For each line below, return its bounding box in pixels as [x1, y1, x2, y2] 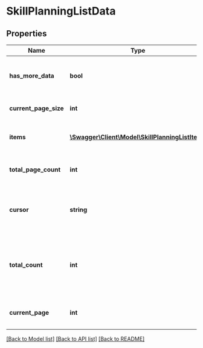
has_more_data [9, 71, 54, 80]
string [69, 206, 88, 214]
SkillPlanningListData [6, 4, 116, 18]
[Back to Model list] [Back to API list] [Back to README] [6, 335, 145, 343]
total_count [9, 261, 43, 269]
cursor [9, 206, 29, 214]
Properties [6, 28, 47, 39]
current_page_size [9, 104, 65, 113]
